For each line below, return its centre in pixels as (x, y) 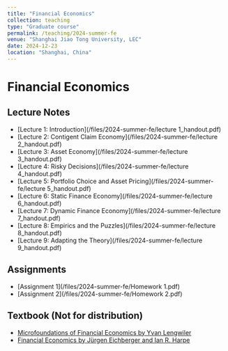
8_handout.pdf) (40, 233)
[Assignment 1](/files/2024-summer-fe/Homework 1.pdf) (98, 286)
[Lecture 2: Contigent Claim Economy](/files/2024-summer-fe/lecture (117, 136)
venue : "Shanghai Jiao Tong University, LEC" (74, 40)
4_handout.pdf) (40, 173)
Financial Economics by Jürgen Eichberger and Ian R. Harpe (104, 340)
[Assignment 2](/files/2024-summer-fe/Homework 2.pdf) (100, 294)
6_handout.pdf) (39, 203)
